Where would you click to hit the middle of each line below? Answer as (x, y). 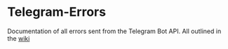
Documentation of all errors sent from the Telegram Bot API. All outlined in (114, 31)
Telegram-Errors (57, 12)
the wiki (19, 38)
